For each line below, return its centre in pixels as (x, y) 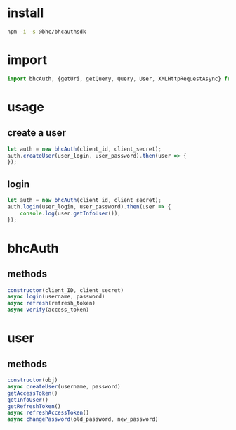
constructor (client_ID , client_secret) (66, 290)
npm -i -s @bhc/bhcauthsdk (47, 32)
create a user (37, 133)
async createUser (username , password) (64, 386)
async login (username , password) (56, 297)
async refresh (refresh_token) (52, 303)
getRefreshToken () (34, 406)
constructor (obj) (33, 380)
